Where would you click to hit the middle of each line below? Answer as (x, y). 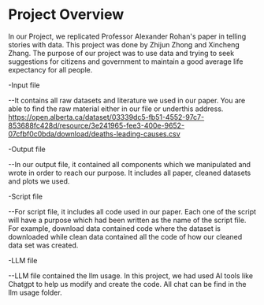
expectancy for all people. (50, 69)
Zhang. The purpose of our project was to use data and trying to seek (121, 53)
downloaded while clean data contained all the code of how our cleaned (125, 236)
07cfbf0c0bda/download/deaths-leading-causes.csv (94, 134)
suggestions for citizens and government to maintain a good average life (126, 61)
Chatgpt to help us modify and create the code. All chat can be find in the (127, 284)
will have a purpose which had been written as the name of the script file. (127, 220)
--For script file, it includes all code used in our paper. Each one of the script (132, 211)
